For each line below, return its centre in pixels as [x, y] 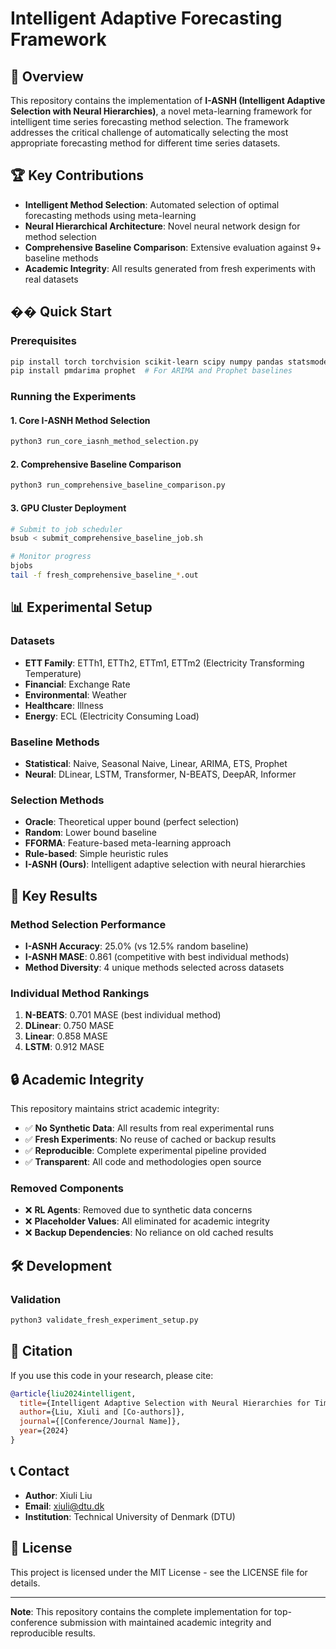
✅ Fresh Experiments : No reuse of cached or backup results [150, 1139]
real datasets [51, 279]
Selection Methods [57, 800]
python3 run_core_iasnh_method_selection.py [104, 442]
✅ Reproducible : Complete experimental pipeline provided [145, 1150]
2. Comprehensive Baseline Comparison [96, 464]
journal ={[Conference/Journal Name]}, [100, 1422]
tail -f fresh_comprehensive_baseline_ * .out [104, 575]
